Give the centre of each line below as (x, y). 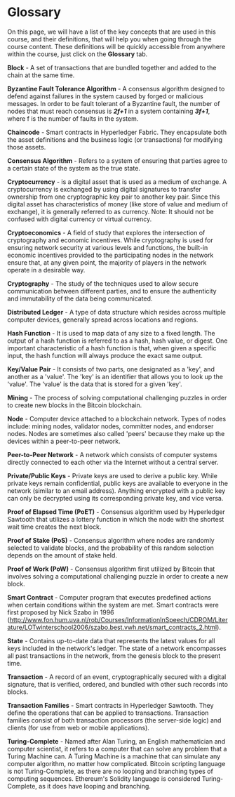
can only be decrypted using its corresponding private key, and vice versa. (115, 498)
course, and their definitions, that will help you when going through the (109, 39)
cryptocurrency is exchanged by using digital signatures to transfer (105, 189)
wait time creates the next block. (54, 527)
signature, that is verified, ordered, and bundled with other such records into (117, 684)
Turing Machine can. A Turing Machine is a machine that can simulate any (114, 756)
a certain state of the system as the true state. (74, 168)
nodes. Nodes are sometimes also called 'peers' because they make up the (116, 433)
